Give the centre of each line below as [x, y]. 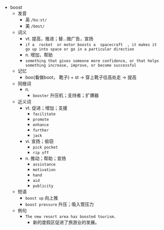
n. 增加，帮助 [39, 55]
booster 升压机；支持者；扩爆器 [66, 95]
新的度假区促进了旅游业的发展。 [66, 222]
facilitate [44, 114]
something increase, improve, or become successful [81, 65]
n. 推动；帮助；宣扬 [46, 158]
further [41, 130]
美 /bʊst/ [35, 26]
